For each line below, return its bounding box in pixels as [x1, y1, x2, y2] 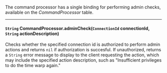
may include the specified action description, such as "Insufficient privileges [5, 57, 162, 63]
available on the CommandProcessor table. [5, 9, 93, 15]
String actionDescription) [5, 31, 60, 36]
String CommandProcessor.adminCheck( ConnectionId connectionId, [5, 25, 150, 31]
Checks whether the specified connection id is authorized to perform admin [5, 41, 161, 47]
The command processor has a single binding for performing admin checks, [5, 4, 161, 10]
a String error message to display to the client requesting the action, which [5, 52, 159, 58]
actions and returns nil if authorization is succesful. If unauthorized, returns [5, 47, 162, 53]
